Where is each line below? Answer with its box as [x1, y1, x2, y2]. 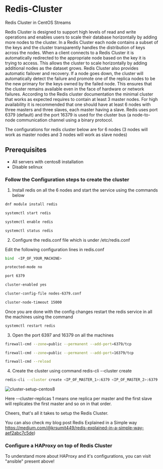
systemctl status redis [5, 228, 54, 233]
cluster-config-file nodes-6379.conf [5, 291, 82, 296]
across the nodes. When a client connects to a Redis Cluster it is [5, 50, 134, 56]
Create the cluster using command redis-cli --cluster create [12, 368, 132, 374]
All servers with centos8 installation [12, 158, 84, 164]
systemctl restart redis [5, 323, 55, 328]
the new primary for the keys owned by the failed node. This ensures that [5, 80, 152, 86]
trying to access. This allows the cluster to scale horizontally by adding [5, 60, 147, 66]
